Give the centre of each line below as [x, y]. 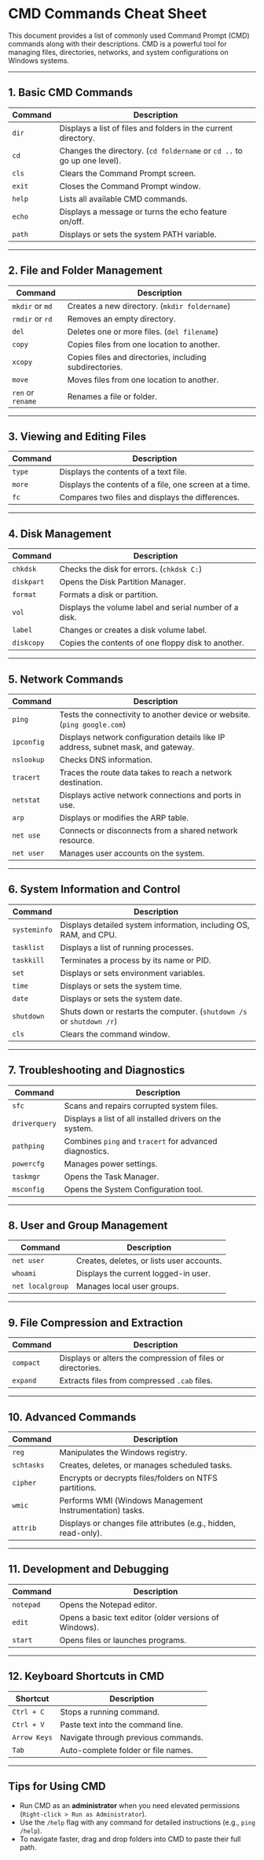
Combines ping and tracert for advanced [141, 1141]
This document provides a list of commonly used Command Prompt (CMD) [129, 35]
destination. [81, 782]
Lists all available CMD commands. [123, 199]
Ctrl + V [28, 1724]
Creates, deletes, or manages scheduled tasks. [146, 1465]
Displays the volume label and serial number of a [149, 608]
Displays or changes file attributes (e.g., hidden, [147, 1523]
